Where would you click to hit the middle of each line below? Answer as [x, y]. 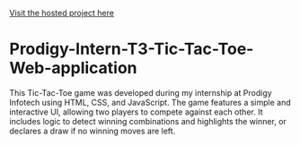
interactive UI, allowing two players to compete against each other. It [136, 112]
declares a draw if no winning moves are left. [93, 131]
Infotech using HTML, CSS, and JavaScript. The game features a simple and [150, 102]
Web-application [73, 68]
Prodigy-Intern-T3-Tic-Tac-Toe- [132, 49]
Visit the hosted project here [62, 13]
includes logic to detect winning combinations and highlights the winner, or [148, 121]
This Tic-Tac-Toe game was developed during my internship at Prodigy [141, 92]
